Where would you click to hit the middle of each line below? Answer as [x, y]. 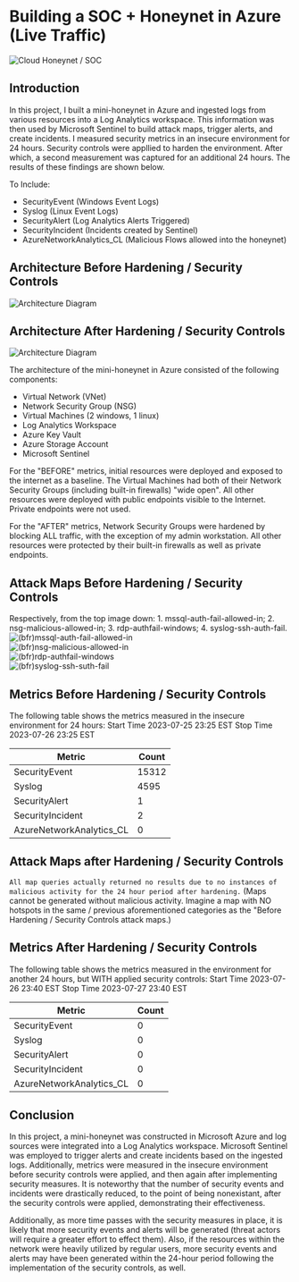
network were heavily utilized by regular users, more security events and [143, 1249]
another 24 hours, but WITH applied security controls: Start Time [129, 978]
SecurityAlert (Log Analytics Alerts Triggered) [106, 220]
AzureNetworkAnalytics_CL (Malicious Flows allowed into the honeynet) [154, 240]
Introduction [45, 88]
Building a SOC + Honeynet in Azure [145, 17]
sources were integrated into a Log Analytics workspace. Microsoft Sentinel [149, 1146]
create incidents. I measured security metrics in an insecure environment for [149, 138]
